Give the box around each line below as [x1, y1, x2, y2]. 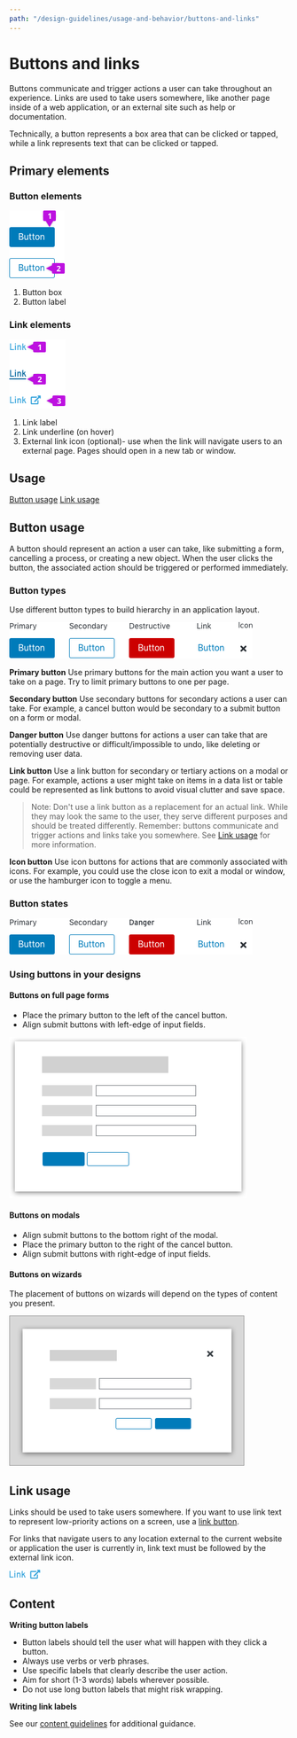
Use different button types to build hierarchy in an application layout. [9, 604, 260, 615]
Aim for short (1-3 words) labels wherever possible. [21, 1674, 210, 1685]
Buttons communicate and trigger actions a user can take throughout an [9, 82, 273, 93]
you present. [9, 1298, 56, 1309]
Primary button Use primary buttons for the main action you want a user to [9, 667, 284, 678]
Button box [21, 287, 63, 298]
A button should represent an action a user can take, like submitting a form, [9, 543, 285, 554]
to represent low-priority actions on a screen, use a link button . [9, 1516, 239, 1527]
